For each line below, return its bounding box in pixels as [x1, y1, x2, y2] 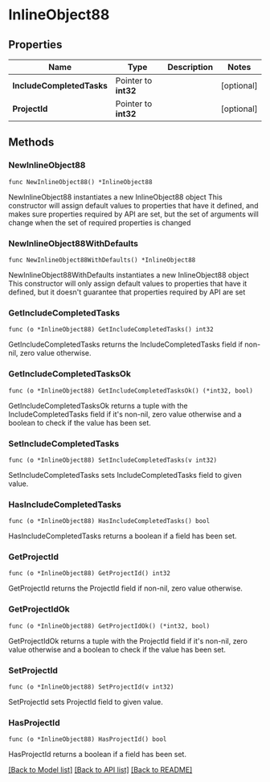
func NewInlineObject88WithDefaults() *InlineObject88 [8, 256, 196, 264]
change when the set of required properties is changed [8, 217, 191, 227]
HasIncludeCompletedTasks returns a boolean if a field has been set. [8, 531, 237, 541]
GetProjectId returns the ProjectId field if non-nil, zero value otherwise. [8, 583, 243, 593]
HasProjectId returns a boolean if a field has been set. [8, 750, 187, 759]
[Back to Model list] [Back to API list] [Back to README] [8, 765, 193, 775]
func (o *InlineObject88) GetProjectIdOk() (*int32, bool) [8, 622, 211, 630]
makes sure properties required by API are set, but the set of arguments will [8, 209, 259, 219]
